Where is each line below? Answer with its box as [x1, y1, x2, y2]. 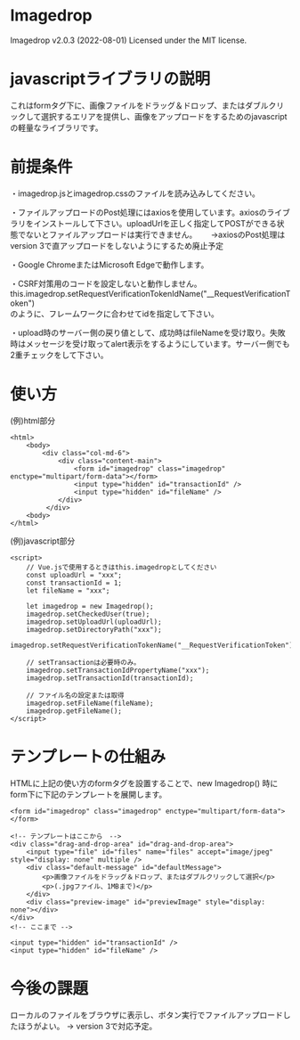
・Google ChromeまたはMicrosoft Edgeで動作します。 [10, 259, 209, 270]
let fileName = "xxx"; [26, 586, 110, 595]
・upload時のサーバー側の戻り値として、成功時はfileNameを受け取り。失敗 [10, 327, 286, 338]
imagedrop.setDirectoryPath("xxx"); [26, 625, 163, 634]
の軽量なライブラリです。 [10, 122, 103, 133]
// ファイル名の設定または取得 [26, 691, 125, 700]
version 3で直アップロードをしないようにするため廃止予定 [10, 240, 223, 250]
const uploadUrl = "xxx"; [26, 570, 123, 579]
